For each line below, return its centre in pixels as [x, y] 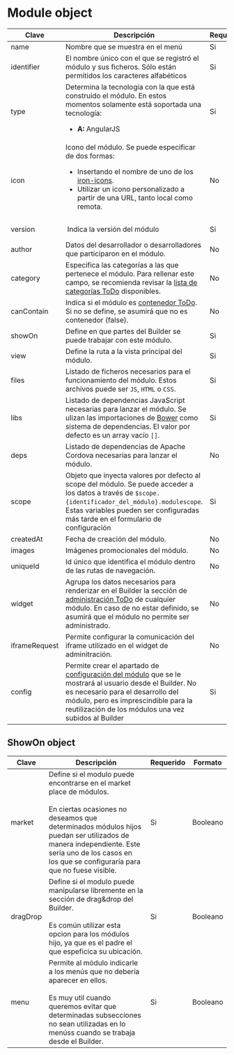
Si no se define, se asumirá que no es [126, 311]
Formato [208, 762]
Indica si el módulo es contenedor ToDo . [131, 302]
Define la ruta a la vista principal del [124, 351]
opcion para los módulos [89, 934]
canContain [30, 311]
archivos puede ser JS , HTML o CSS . [120, 389]
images [23, 550]
